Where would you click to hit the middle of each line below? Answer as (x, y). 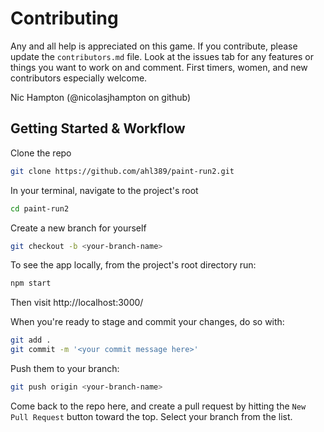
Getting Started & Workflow (98, 128)
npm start (31, 283)
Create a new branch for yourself (78, 228)
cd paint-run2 (40, 208)
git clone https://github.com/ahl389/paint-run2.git (122, 171)
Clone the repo (41, 153)
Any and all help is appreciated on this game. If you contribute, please (154, 46)
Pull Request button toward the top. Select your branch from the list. (151, 416)
